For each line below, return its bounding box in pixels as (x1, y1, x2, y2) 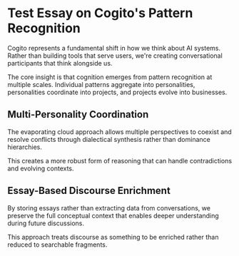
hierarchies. (7, 143, 43, 151)
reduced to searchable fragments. (7, 240, 108, 249)
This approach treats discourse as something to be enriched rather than (7, 232, 219, 241)
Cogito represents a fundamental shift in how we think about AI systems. (7, 43, 221, 52)
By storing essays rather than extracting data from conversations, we (7, 203, 210, 212)
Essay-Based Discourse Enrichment (7, 185, 171, 197)
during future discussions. (7, 219, 84, 227)
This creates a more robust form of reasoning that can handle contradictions (7, 156, 233, 165)
